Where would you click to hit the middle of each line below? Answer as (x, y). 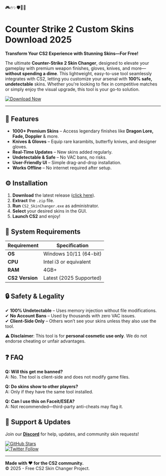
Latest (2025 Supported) (72, 278)
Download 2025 (39, 40)
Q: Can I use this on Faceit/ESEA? (40, 401)
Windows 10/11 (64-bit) (72, 254)
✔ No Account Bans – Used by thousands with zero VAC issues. (70, 316)
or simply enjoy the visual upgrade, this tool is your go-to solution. (72, 89)
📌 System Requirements (43, 232)
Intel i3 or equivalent (67, 262)
